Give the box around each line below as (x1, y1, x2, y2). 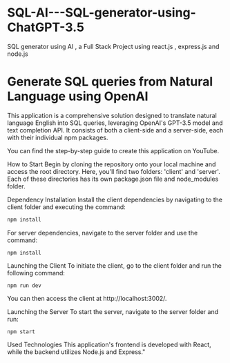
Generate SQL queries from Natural (7, 74, 213, 90)
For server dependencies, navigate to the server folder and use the (7, 228, 198, 237)
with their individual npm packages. (7, 133, 108, 141)
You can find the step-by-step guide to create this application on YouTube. (7, 146, 220, 155)
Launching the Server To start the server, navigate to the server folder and (7, 307, 219, 315)
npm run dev (7, 282, 41, 289)
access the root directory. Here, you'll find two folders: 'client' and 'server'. (7, 167, 221, 175)
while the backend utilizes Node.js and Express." (7, 347, 146, 356)
